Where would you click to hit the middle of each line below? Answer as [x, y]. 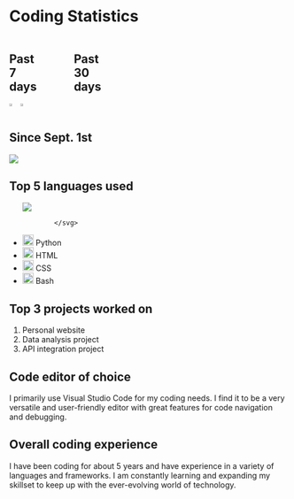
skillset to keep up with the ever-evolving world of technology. [123, 485]
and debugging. [38, 417]
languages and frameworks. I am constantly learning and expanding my [140, 475]
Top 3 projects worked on [81, 308]
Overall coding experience [83, 445]
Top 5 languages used [72, 186]
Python [48, 243]
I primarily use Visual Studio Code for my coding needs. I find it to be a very [147, 398]
